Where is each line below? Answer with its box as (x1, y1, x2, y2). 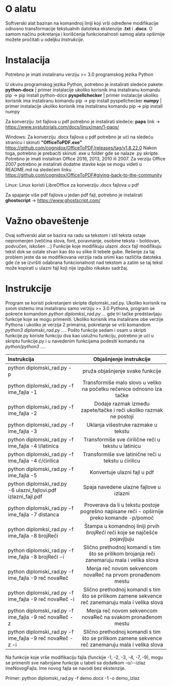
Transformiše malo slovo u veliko (82, 379, 162, 386)
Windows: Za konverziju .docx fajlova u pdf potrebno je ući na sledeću (5, 134, 154, 140)
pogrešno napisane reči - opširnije (80, 508, 164, 515)
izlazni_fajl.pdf (8, 493, 42, 500)
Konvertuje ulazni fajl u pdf (90, 469, 155, 476)
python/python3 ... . (5, 343, 46, 349)
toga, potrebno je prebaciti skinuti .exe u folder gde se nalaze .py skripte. (5, 150, 160, 156)
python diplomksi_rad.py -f (8, 526, 74, 533)
